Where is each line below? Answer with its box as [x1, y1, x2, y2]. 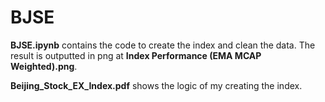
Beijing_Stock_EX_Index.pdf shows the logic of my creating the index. [10, 79, 303, 91]
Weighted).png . [10, 60, 78, 72]
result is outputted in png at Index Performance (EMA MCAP [10, 49, 262, 61]
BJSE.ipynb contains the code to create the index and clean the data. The [10, 39, 316, 51]
